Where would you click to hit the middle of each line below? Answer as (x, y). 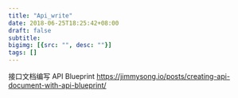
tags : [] (23, 53)
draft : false (30, 30)
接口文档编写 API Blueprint (52, 76)
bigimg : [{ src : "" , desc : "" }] (60, 45)
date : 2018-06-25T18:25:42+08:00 (64, 23)
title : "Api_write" (41, 16)
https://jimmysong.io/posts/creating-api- (164, 76)
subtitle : (25, 38)
